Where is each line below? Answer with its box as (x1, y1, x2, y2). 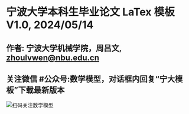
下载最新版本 (18, 85, 65, 95)
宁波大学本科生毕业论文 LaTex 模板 (6, 5, 175, 19)
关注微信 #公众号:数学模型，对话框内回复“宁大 (6, 74, 175, 84)
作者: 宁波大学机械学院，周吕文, (6, 43, 122, 53)
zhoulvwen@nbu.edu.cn (6, 52, 99, 62)
